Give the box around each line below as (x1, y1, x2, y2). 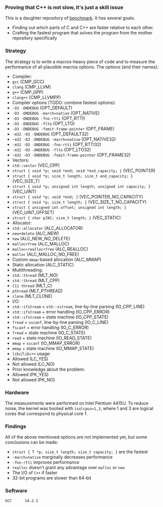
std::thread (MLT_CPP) (12, 277, 60, 283)
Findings (5, 423, 26, 430)
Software (5, 487, 28, 494)
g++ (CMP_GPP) (12, 89, 44, 95)
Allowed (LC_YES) (12, 356, 48, 362)
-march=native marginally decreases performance (12, 454, 113, 460)
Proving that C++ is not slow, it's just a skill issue (5, 4, 123, 11)
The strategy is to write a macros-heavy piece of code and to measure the (5, 59, 155, 64)
